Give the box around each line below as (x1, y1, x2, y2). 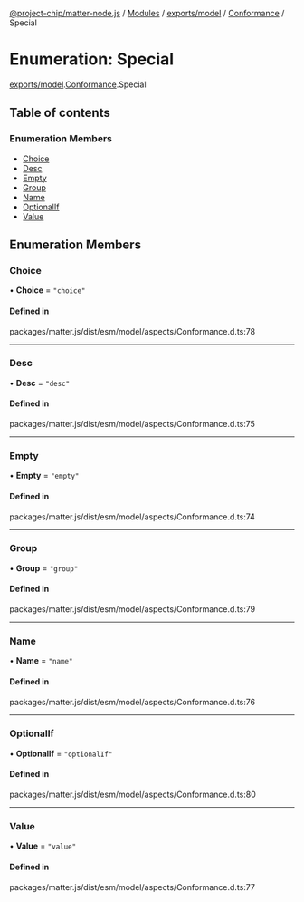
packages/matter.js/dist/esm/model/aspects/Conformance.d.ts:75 (9, 419, 256, 430)
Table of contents (9, 105, 110, 121)
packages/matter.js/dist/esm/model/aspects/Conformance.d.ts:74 (9, 511, 256, 522)
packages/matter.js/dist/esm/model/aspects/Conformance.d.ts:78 (9, 325, 256, 336)
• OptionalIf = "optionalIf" (9, 748, 113, 759)
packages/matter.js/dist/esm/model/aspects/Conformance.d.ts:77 (9, 881, 256, 892)
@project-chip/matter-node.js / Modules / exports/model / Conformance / (9, 8, 285, 18)
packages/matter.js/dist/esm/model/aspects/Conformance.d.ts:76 (9, 696, 256, 707)
